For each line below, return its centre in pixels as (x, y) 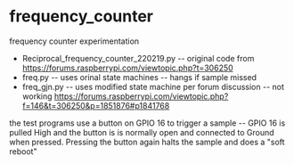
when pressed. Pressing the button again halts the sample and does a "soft (147, 142)
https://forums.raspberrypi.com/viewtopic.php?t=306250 (127, 68)
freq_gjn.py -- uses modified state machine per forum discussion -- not (153, 86)
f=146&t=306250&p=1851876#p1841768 (96, 105)
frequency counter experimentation (74, 41)
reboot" (23, 151)
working (37, 96)
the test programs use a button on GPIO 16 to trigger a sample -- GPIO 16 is (147, 123)
